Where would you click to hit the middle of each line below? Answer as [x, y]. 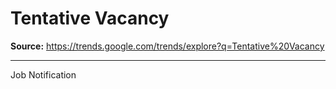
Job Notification [43, 74]
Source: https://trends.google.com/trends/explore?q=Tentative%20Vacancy [167, 46]
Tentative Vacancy [90, 18]
